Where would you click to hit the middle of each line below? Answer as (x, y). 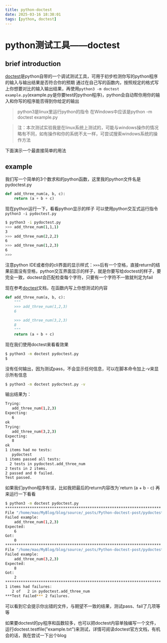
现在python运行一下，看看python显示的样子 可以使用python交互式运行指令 (82, 208)
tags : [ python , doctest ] (31, 19)
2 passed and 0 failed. (30, 473)
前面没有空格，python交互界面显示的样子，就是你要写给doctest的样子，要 (85, 271)
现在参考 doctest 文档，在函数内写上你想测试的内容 (56, 288)
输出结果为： (18, 394)
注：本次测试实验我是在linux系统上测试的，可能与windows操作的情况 (88, 128)
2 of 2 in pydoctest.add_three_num (51, 591)
